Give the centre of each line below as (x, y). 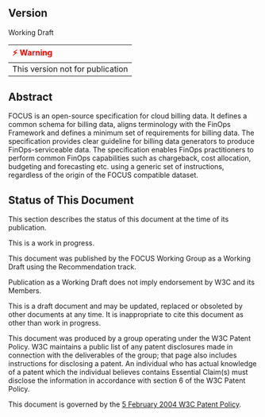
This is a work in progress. (52, 243)
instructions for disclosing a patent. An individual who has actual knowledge (132, 364)
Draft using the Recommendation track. (73, 267)
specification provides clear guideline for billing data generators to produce (132, 141)
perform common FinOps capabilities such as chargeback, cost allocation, (130, 158)
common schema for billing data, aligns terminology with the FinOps (120, 125)
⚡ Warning (33, 52)
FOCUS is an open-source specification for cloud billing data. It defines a (128, 116)
